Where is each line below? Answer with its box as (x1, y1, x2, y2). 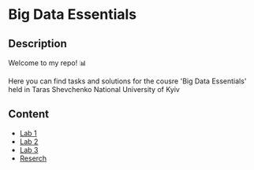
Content (8, 108, 50, 121)
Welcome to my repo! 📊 (8, 58, 87, 68)
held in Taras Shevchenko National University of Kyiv (8, 85, 180, 94)
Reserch (19, 153, 47, 163)
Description (8, 37, 67, 50)
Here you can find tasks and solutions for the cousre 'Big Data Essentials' (8, 76, 247, 86)
